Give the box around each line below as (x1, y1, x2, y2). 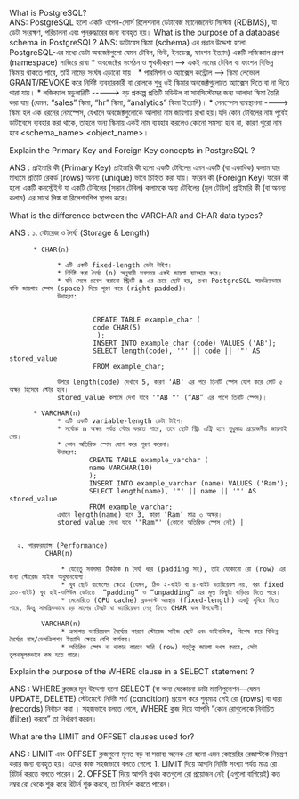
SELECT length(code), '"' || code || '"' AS (93, 347, 261, 355)
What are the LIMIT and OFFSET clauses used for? (9, 731, 195, 742)
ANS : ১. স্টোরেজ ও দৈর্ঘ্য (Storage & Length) (9, 227, 149, 238)
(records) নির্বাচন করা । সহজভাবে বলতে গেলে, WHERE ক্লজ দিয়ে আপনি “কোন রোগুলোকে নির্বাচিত (9, 704, 275, 713)
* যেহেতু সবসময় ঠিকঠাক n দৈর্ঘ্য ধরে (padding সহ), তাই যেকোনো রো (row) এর (61, 565, 286, 574)
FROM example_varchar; (88, 502, 174, 511)
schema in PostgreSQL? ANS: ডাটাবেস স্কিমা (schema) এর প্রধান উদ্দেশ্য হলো (9, 37, 246, 47)
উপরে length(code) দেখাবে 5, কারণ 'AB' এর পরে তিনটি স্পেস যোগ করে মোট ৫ (56, 378, 283, 387)
